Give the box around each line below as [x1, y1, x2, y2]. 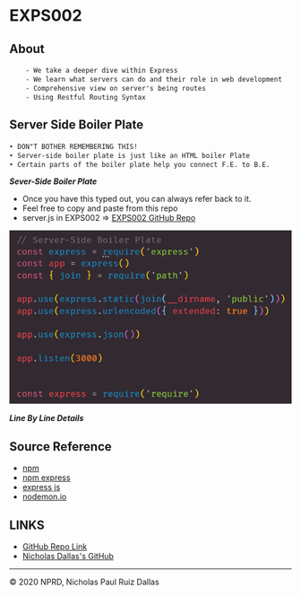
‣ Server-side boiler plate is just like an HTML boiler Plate [9, 151, 251, 160]
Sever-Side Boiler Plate [9, 176, 98, 187]
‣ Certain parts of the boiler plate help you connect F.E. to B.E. [9, 160, 271, 169]
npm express [21, 472, 71, 483]
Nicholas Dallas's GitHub [21, 551, 115, 562]
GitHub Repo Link [21, 541, 88, 552]
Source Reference [9, 439, 112, 454]
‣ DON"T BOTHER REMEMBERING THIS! [9, 142, 139, 151]
